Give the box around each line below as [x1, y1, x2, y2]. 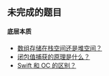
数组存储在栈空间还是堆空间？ [17, 44, 102, 52]
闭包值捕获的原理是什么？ [17, 53, 90, 61]
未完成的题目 [7, 6, 62, 19]
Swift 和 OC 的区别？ [17, 61, 77, 69]
